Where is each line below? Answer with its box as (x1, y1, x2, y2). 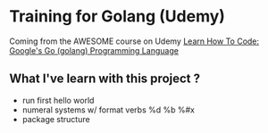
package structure (21, 113, 91, 124)
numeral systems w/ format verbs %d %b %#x (21, 104, 195, 115)
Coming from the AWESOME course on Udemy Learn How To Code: (9, 36, 260, 46)
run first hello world (21, 95, 95, 105)
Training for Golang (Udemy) (9, 6, 226, 27)
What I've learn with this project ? (9, 71, 201, 87)
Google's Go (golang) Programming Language (9, 45, 179, 55)
